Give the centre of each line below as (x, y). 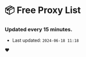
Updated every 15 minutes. (39, 30)
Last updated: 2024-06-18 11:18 (46, 40)
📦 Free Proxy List (43, 10)
